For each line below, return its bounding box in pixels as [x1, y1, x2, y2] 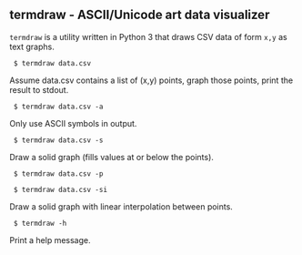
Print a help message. [9, 234, 91, 245]
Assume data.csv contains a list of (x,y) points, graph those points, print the [9, 75, 294, 86]
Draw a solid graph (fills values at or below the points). [9, 151, 214, 162]
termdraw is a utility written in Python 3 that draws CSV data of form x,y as [9, 31, 288, 42]
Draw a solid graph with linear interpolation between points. [9, 200, 234, 212]
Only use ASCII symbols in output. [9, 117, 137, 128]
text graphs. [9, 41, 55, 52]
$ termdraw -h [13, 219, 67, 228]
